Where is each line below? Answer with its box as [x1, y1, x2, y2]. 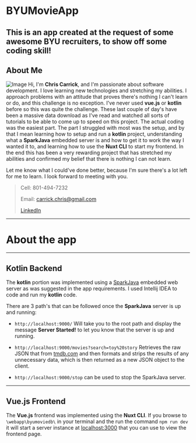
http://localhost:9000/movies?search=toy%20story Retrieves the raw [14, 344, 181, 351]
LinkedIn [20, 207, 41, 214]
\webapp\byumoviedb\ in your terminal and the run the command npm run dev [6, 418, 188, 425]
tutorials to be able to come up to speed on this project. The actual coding [6, 118, 184, 125]
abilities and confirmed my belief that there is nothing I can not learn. [6, 155, 172, 162]
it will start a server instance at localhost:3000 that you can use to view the [6, 424, 187, 431]
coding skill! [6, 46, 51, 56]
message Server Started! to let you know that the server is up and [14, 326, 174, 334]
